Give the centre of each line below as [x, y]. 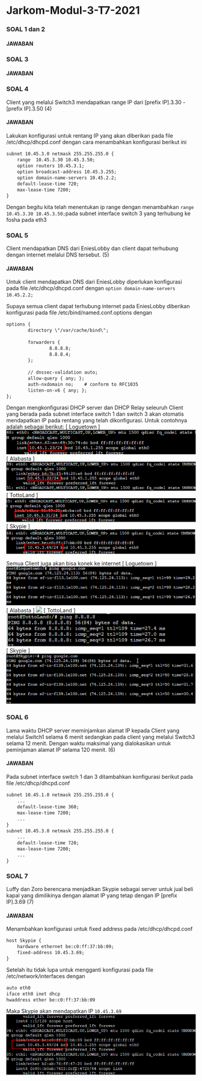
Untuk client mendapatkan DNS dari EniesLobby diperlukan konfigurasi [94, 282]
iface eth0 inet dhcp [33, 994]
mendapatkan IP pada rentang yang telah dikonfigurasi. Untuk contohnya [97, 421]
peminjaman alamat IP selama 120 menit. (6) [61, 749]
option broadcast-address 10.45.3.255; [67, 172]
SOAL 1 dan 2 [26, 29]
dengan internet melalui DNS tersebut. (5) [58, 255]
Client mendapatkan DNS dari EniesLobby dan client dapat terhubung [92, 248]
